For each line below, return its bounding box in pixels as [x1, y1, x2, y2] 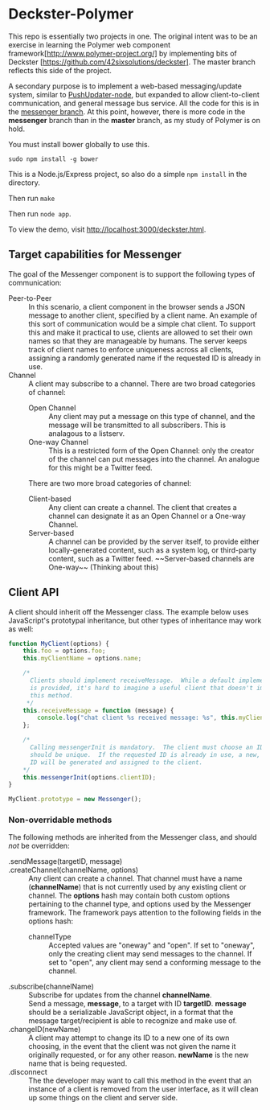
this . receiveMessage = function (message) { [22, 706, 174, 714]
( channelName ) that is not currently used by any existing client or [28, 882, 247, 892]
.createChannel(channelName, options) [8, 865, 139, 875]
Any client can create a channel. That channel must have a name [28, 874, 243, 883]
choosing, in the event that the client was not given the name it [28, 1042, 236, 1051]
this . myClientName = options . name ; [22, 655, 142, 663]
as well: [8, 624, 34, 634]
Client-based [28, 494, 72, 504]
